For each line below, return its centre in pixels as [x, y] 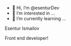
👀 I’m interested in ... [33, 13]
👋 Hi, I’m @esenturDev [35, 8]
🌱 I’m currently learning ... [39, 18]
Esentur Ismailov [22, 28]
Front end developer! [27, 38]
